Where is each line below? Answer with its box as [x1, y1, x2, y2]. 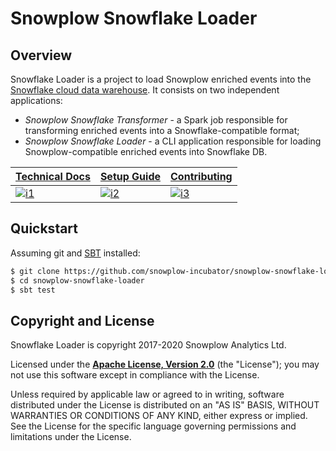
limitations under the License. [10, 431, 132, 443]
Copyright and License [10, 312, 155, 329]
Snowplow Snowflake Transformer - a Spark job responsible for [24, 114, 288, 126]
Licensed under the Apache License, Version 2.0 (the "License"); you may [10, 358, 320, 371]
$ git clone [10, 266, 60, 276]
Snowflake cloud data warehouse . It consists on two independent [10, 84, 280, 96]
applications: [10, 95, 63, 106]
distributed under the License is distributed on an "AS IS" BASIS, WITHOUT [10, 399, 320, 411]
